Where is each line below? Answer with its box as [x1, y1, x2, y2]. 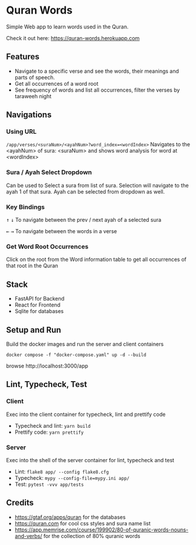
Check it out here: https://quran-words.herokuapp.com [6, 34, 140, 41]
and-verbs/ [14, 532, 43, 539]
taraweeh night [14, 92, 52, 99]
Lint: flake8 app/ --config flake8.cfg [14, 468, 109, 475]
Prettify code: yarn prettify [14, 428, 84, 436]
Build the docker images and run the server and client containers [6, 340, 164, 347]
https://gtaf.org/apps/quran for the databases [14, 513, 126, 521]
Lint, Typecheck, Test [6, 379, 87, 389]
